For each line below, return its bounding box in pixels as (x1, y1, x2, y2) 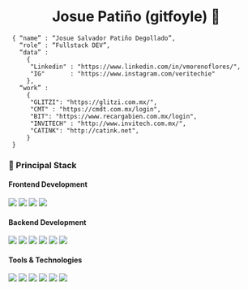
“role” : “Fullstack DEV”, (19, 41, 111, 50)
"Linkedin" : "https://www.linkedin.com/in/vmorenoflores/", (29, 63, 242, 71)
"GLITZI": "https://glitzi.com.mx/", (29, 97, 158, 106)
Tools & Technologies (8, 255, 83, 265)
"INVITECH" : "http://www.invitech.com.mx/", (29, 119, 186, 128)
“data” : (19, 48, 49, 56)
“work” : (19, 84, 49, 92)
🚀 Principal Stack (8, 159, 77, 171)
